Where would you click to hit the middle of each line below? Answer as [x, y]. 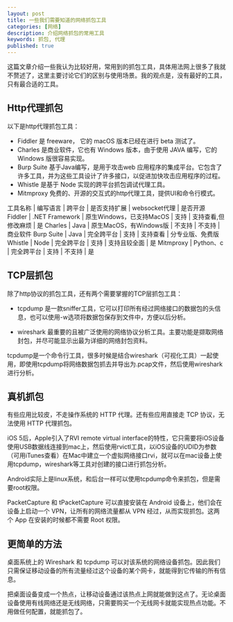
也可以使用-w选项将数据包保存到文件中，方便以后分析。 [109, 317]
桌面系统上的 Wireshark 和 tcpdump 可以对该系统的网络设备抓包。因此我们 [114, 562]
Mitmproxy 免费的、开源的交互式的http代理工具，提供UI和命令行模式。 [118, 193]
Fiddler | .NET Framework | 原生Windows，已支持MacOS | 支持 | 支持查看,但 [116, 216]
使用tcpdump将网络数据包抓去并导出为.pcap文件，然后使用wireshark [124, 364]
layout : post [26, 14]
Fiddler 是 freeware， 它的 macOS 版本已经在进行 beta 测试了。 [108, 141]
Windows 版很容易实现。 [53, 158]
